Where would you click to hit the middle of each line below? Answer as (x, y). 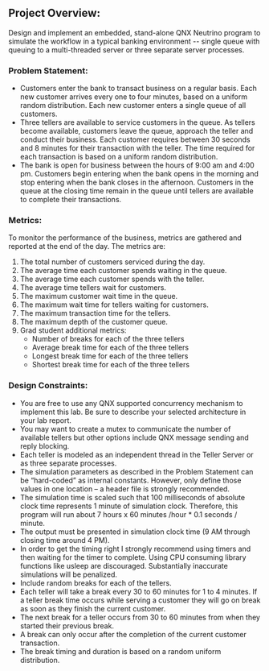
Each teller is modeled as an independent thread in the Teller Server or (137, 454)
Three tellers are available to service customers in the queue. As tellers (137, 122)
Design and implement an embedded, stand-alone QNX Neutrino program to (134, 32)
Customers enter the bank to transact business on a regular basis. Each (138, 89)
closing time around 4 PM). (65, 540)
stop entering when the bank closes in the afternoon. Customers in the (137, 182)
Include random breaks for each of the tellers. (96, 582)
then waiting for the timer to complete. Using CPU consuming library (133, 557)
